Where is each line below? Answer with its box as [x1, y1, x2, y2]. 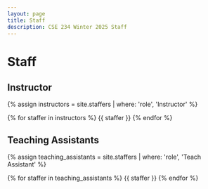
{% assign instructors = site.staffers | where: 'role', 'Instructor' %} [7, 100, 198, 109]
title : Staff [7, 17, 46, 24]
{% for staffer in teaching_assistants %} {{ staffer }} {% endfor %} [7, 174, 199, 183]
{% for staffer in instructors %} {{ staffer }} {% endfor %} [7, 114, 173, 122]
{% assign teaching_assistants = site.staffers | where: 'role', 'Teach [7, 152, 202, 162]
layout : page [7, 10, 46, 18]
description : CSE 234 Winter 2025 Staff [7, 23, 128, 30]
